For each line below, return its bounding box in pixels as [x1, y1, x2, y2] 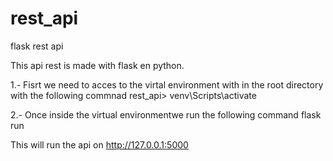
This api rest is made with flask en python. [10, 59, 185, 71]
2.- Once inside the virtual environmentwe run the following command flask [10, 108, 322, 121]
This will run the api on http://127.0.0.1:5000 [10, 138, 189, 151]
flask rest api [10, 40, 64, 52]
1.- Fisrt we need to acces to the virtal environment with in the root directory [10, 78, 324, 91]
